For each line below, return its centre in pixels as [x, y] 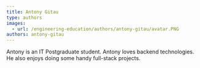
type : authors [24, 18]
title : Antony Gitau [33, 12]
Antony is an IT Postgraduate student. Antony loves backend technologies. [100, 52]
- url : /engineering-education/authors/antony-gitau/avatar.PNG [95, 29]
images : [16, 23]
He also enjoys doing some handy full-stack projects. [73, 58]
